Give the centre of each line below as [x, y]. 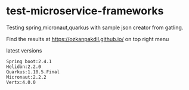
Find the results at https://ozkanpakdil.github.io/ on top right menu [88, 39]
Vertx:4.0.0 [21, 82]
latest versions [24, 50]
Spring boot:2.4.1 [29, 61]
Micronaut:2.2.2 [26, 77]
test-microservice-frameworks [85, 11]
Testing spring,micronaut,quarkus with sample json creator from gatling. [95, 27]
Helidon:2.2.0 [24, 67]
